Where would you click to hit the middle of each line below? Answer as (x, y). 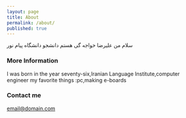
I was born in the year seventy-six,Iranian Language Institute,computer (93, 74)
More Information (32, 61)
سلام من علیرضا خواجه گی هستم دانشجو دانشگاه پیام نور (70, 45)
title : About (23, 17)
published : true (27, 28)
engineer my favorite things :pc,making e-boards (67, 80)
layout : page (23, 12)
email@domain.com (31, 108)
